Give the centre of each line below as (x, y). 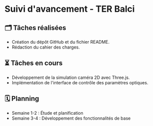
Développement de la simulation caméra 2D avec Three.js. (71, 77)
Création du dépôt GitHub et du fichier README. (61, 42)
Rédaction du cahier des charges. (46, 47)
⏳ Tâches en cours (34, 63)
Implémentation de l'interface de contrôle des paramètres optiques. (80, 82)
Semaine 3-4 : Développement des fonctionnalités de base (71, 118)
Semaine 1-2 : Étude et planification (48, 113)
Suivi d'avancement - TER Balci (70, 9)
